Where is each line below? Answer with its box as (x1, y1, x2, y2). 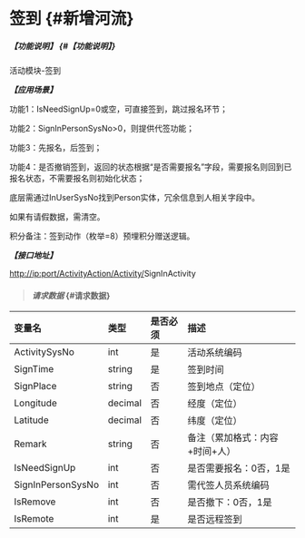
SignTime (14, 363, 54, 376)
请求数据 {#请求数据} (31, 289, 111, 300)
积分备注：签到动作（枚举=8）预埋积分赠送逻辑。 (9, 230, 195, 241)
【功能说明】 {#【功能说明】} (9, 40, 116, 51)
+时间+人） (187, 445, 236, 458)
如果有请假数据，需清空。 (9, 211, 105, 222)
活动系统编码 (187, 347, 242, 359)
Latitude (14, 414, 49, 426)
